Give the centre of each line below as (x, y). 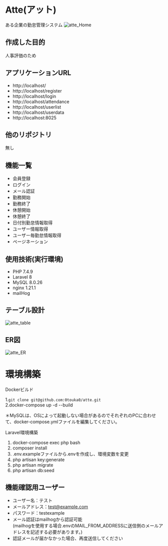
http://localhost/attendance (41, 102)
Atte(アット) (31, 10)
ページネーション (30, 242)
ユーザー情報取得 (30, 229)
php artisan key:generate (39, 460)
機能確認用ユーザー (35, 487)
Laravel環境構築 (22, 432)
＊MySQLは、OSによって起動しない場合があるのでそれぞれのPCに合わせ (81, 415)
